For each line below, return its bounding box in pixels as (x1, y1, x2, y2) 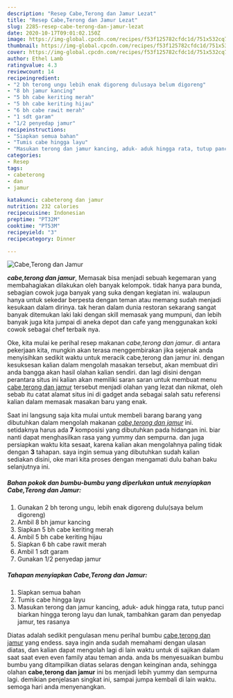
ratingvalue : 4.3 (7, 62, 58, 69)
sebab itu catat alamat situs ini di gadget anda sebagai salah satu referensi (7, 390, 221, 399)
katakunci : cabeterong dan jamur (7, 197, 104, 204)
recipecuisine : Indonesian (7, 209, 85, 217)
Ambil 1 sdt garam (17, 548, 69, 556)
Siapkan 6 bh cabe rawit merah (17, 540, 107, 548)
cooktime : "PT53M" (7, 223, 60, 229)
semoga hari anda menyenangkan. (7, 683, 106, 691)
